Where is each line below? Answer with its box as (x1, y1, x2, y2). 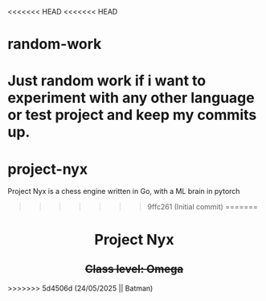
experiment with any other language (7, 89, 255, 107)
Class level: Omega (84, 262, 184, 276)
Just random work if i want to (7, 72, 207, 90)
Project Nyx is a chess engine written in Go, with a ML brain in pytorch (7, 187, 240, 196)
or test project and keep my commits (7, 106, 257, 124)
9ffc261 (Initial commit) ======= (147, 202, 258, 212)
